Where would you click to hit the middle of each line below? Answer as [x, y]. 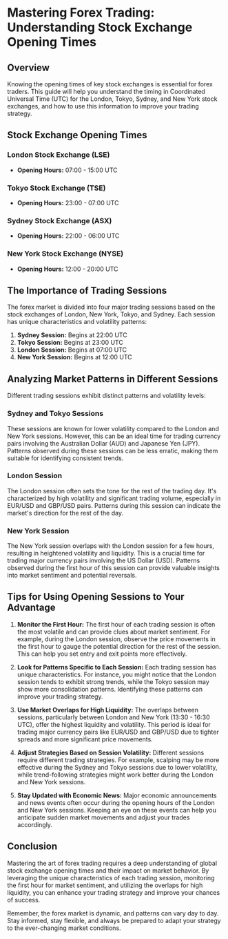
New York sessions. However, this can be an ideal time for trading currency [114, 436]
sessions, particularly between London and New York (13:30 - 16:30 [113, 717]
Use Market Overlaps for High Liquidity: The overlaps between [107, 710]
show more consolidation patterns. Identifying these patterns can [110, 689]
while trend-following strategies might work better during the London [115, 775]
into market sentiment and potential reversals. [72, 576]
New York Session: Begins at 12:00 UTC [74, 357]
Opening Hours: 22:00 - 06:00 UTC [68, 236]
